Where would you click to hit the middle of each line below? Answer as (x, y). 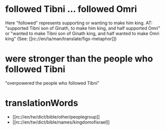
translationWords (42, 103)
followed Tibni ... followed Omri (71, 9)
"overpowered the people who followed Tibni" (52, 83)
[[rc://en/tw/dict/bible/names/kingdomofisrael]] (61, 122)
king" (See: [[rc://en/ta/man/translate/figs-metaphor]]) (61, 39)
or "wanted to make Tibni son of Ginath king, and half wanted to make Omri (82, 33)
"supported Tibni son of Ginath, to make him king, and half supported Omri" (83, 28)
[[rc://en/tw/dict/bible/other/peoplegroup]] (56, 117)
